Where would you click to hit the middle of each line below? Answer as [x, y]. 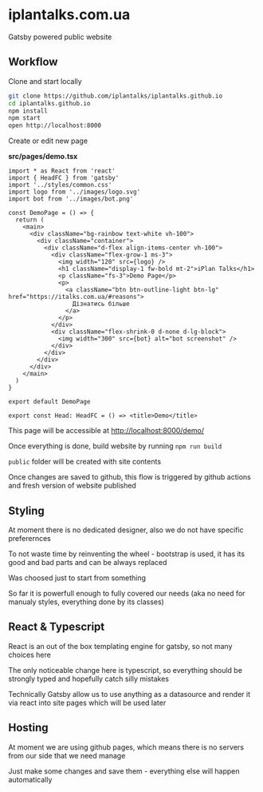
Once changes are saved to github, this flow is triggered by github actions [130, 477]
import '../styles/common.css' [60, 185]
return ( [30, 220]
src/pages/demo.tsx [43, 157]
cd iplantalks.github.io [49, 103]
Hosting [29, 728]
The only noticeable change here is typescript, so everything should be [126, 670]
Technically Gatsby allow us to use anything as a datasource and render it [130, 694]
